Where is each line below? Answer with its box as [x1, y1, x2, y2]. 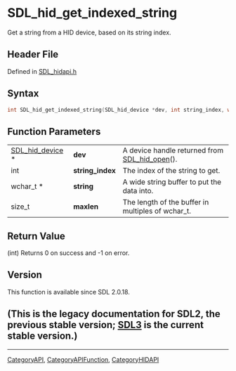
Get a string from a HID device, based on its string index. [7, 28, 171, 37]
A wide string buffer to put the [122, 177, 222, 187]
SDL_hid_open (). [122, 155, 178, 164]
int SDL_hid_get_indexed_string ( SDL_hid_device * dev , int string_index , [7, 106, 225, 113]
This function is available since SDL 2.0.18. [7, 287, 130, 296]
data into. [122, 186, 154, 196]
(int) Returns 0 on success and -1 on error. [7, 249, 130, 257]
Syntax [7, 88, 39, 100]
